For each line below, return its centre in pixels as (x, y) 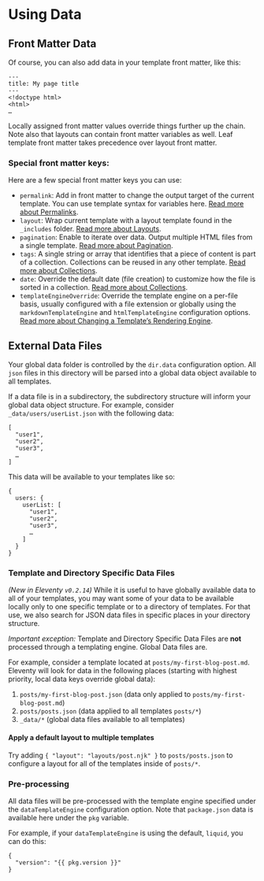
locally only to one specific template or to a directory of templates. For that (129, 607)
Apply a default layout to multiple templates (82, 737)
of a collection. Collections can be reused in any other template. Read (132, 262)
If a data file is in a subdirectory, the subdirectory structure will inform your (130, 397)
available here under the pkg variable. (69, 817)
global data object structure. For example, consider (91, 405)
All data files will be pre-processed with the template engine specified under (132, 801)
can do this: (27, 841)
